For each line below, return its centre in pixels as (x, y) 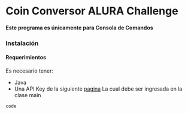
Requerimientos (26, 58)
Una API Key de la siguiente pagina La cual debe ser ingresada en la (98, 89)
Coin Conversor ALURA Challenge (92, 11)
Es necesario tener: (30, 71)
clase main (28, 95)
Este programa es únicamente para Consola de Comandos (79, 28)
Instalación (22, 43)
